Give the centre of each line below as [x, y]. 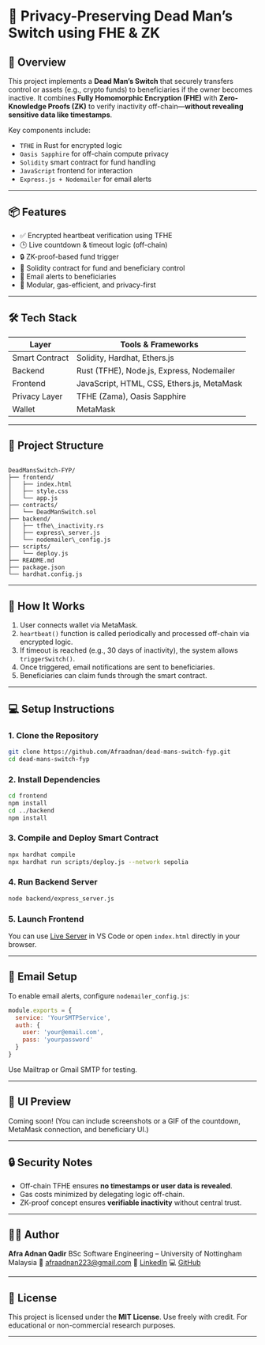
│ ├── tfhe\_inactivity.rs [56, 526]
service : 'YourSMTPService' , [63, 1017]
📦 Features [37, 212]
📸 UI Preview [40, 1102]
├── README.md [32, 561]
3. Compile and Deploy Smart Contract [84, 838]
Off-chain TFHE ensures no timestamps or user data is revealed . [126, 1185]
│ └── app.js [33, 498]
